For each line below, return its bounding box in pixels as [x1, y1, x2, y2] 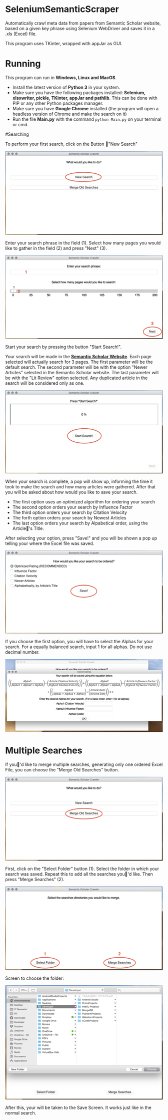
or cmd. [12, 121, 29, 127]
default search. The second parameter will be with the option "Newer [5, 364, 147, 370]
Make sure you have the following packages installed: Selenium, [12, 89, 146, 96]
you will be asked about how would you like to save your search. [5, 489, 138, 495]
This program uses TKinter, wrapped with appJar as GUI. [5, 40, 122, 46]
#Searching [5, 131, 29, 137]
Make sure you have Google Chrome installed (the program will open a [12, 105, 159, 111]
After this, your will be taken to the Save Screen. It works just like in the [5, 1104, 151, 1110]
